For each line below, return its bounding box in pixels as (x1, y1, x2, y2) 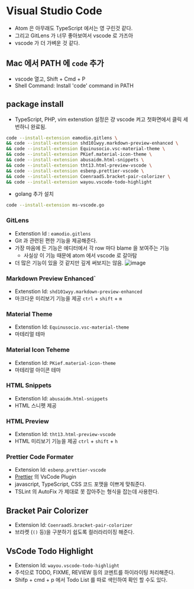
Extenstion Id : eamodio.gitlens (14, 230, 91, 237)
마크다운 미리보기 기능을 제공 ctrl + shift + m (14, 295, 122, 302)
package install (6, 99, 64, 109)
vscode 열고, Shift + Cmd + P (14, 75, 86, 82)
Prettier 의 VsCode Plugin (14, 473, 77, 480)
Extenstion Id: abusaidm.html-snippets (14, 394, 108, 402)
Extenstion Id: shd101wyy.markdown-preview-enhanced (14, 288, 143, 295)
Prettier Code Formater (6, 453, 74, 461)
